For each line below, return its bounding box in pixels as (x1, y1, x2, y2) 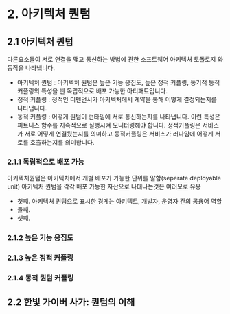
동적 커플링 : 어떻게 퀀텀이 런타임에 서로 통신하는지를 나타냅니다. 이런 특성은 (16, 112, 221, 121)
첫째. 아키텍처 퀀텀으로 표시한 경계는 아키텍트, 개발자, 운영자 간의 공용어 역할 (16, 197, 222, 206)
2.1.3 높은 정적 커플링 (7, 253, 73, 263)
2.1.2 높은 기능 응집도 (7, 233, 74, 243)
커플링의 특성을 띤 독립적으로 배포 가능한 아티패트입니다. (16, 87, 168, 95)
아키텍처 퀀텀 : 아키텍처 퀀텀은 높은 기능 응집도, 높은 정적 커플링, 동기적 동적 (16, 78, 220, 86)
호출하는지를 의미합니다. (30, 138, 95, 146)
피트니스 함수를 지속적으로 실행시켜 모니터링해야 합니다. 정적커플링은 (16, 121, 201, 129)
